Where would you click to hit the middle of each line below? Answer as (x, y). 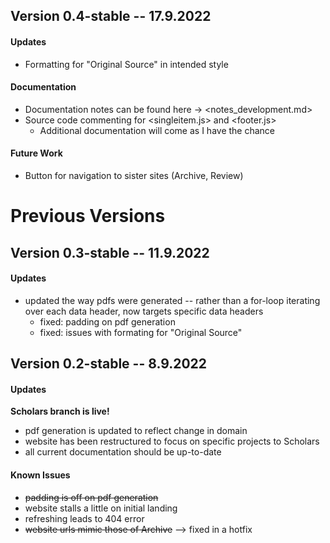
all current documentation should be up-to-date (123, 452)
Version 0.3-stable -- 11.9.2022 (110, 252)
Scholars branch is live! (60, 411)
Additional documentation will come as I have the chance (157, 130)
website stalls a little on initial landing (101, 508)
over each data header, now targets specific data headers (144, 311)
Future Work (36, 153)
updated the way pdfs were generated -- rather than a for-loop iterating (172, 300)
